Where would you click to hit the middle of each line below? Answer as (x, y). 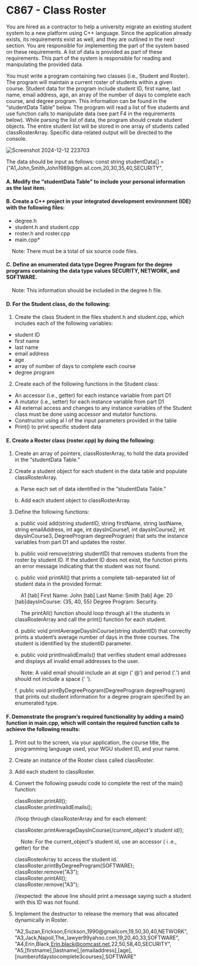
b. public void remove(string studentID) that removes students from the (101, 554)
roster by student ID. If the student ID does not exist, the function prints (101, 560)
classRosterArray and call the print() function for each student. (90, 619)
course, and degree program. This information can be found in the (86, 101)
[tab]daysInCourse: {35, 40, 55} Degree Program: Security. (86, 602)
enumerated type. (36, 703)
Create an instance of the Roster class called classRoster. (84, 760)
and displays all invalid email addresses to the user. (77, 661)
